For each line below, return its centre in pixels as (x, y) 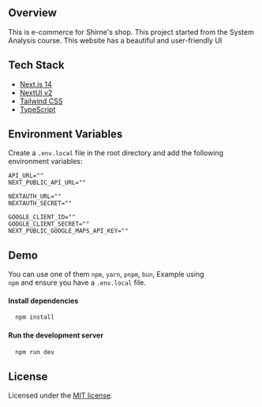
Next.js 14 (36, 84)
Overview (33, 13)
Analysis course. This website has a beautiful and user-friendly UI (115, 40)
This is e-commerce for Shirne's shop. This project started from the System (131, 32)
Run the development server (56, 335)
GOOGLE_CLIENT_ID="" (42, 217)
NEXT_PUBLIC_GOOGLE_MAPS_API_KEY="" (68, 231)
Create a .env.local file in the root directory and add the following (116, 153)
